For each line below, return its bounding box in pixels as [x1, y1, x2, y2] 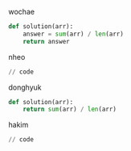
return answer [23, 37, 70, 45]
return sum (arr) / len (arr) [23, 105, 117, 114]
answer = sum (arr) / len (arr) [23, 30, 125, 38]
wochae [8, 7, 35, 16]
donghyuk [8, 82, 42, 92]
